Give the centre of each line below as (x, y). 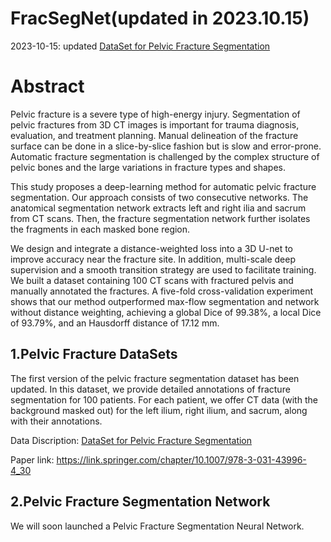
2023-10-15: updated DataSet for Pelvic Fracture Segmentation (140, 46)
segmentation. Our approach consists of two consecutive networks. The (159, 197)
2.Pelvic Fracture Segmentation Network (140, 502)
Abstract (47, 86)
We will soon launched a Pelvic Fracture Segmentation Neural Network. (157, 526)
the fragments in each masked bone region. (100, 229)
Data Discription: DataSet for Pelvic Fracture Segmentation (131, 440)
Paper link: (32, 459)
